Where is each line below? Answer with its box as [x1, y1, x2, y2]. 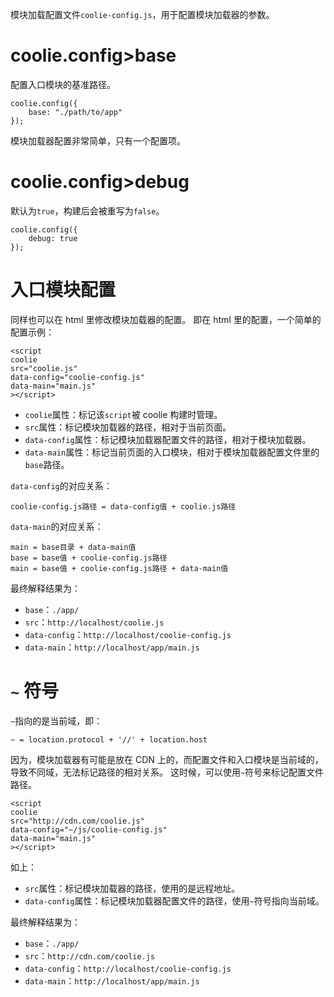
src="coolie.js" [10, 363, 78, 373]
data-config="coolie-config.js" [10, 372, 145, 382]
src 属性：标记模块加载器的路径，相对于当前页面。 [24, 421, 232, 433]
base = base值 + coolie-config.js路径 [10, 553, 168, 563]
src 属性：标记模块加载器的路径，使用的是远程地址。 [24, 882, 241, 894]
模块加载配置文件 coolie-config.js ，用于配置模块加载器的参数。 [10, 9, 275, 20]
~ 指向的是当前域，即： [10, 714, 103, 727]
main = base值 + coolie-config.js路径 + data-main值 [10, 563, 229, 573]
